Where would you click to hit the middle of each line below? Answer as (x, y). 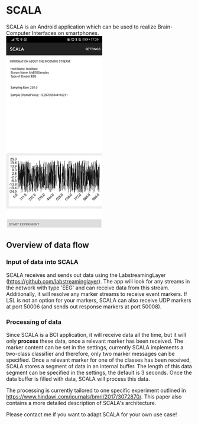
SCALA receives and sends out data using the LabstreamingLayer (86, 275)
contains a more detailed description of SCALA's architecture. (81, 403)
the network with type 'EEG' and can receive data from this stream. (88, 288)
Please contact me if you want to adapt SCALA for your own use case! (92, 414)
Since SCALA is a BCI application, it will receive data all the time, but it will (96, 334)
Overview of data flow (48, 245)
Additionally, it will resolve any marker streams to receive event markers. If (97, 294)
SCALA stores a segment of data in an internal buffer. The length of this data (99, 366)
